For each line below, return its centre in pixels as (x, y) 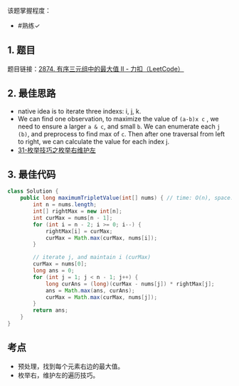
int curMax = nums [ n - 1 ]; (73, 218)
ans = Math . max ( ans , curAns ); (90, 290)
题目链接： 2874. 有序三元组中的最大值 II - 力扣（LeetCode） (96, 68)
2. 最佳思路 (32, 94)
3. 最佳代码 (32, 174)
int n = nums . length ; (65, 205)
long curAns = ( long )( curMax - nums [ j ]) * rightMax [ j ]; (130, 284)
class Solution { (33, 191)
